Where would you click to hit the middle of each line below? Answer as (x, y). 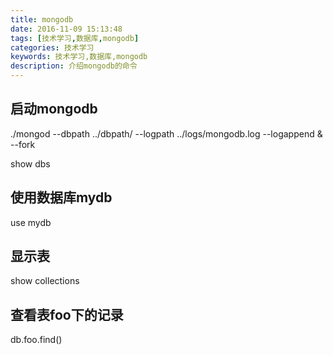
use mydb (31, 222)
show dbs (30, 163)
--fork (23, 144)
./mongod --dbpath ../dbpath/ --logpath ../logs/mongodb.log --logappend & (166, 133)
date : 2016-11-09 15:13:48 (66, 29)
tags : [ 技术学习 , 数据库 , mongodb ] (75, 38)
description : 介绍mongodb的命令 (74, 66)
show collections (45, 281)
